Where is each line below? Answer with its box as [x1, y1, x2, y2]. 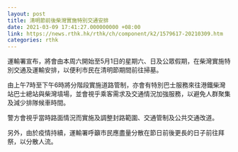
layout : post [7, 10, 46, 18]
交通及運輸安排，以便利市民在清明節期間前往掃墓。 [13, 66, 163, 74]
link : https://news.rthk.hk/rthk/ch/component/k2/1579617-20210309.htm [7, 30, 223, 37]
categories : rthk [7, 37, 59, 44]
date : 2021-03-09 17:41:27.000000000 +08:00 [7, 23, 141, 30]
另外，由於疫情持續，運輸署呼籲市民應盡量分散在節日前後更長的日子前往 [7, 129, 218, 137]
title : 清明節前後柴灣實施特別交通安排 [7, 17, 109, 24]
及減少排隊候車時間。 [7, 98, 69, 107]
